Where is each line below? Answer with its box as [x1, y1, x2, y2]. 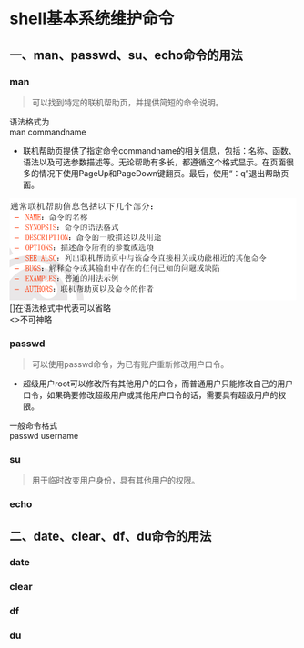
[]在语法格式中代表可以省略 [9, 302, 112, 314]
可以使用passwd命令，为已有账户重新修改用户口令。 [31, 358, 229, 369]
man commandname [9, 126, 86, 137]
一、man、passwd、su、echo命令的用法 [9, 47, 244, 63]
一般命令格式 [9, 420, 57, 431]
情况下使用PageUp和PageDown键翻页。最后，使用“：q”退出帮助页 [38, 167, 289, 178]
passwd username [9, 430, 79, 441]
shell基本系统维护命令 [9, 8, 175, 29]
